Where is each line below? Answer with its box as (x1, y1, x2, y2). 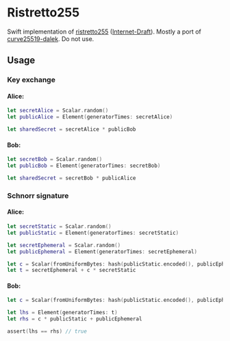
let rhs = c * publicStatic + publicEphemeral (7, 316, 142, 323)
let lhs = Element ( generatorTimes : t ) (7, 310, 118, 316)
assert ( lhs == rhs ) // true (7, 328, 88, 335)
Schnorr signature (7, 190, 69, 200)
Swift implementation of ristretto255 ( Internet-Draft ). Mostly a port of (7, 27, 202, 36)
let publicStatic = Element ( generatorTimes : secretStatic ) (7, 229, 179, 236)
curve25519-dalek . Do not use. (7, 34, 94, 42)
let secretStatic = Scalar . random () (7, 223, 112, 230)
